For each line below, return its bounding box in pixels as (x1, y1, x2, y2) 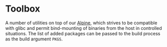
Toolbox (5, 3, 40, 15)
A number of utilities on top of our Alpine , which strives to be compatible (5, 20, 158, 26)
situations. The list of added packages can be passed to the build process (5, 30, 160, 36)
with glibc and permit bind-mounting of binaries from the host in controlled (5, 25, 162, 31)
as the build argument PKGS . (5, 36, 63, 42)
